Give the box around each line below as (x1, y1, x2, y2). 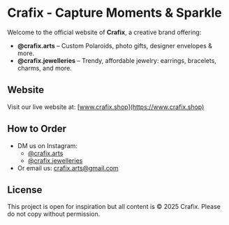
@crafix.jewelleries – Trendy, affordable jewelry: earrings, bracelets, (17, 56, 216, 64)
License (7, 184, 43, 196)
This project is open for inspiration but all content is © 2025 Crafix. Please (7, 203, 221, 211)
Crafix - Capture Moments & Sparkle (7, 5, 222, 21)
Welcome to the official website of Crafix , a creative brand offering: (7, 28, 202, 36)
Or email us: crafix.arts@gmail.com (17, 164, 119, 172)
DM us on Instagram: (17, 141, 78, 150)
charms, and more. (17, 64, 72, 72)
